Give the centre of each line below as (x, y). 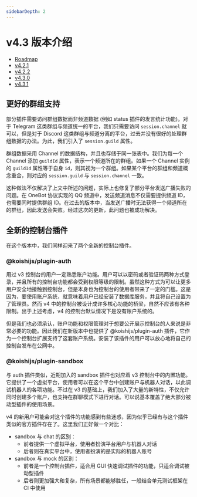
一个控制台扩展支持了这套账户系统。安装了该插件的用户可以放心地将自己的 (101, 339)
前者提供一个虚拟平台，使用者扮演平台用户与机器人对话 (90, 444)
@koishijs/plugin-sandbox (45, 361)
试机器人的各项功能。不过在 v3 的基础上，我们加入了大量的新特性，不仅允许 (98, 389)
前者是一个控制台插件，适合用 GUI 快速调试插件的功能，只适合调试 (104, 466)
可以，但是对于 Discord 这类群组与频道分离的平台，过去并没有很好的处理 (94, 134)
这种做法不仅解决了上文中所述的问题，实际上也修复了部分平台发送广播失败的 (98, 188)
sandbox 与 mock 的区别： (47, 458)
